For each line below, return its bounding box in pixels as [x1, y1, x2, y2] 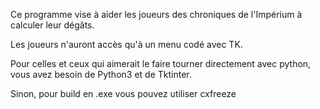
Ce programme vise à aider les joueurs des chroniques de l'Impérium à [10, 9, 303, 20]
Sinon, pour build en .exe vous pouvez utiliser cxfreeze [10, 88, 237, 99]
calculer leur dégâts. [10, 19, 95, 31]
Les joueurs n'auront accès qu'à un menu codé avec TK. [10, 39, 243, 50]
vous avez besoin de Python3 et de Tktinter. [10, 69, 192, 80]
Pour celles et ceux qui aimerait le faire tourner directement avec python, [10, 58, 312, 69]
